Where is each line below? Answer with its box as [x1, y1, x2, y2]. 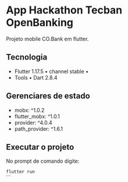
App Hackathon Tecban [6, 4, 123, 17]
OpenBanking [6, 16, 74, 29]
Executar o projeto [6, 142, 74, 152]
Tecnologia [6, 52, 48, 62]
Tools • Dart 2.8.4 [14, 74, 58, 81]
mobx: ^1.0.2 [14, 107, 45, 114]
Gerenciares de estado [6, 91, 90, 101]
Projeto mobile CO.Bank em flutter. [6, 35, 89, 42]
